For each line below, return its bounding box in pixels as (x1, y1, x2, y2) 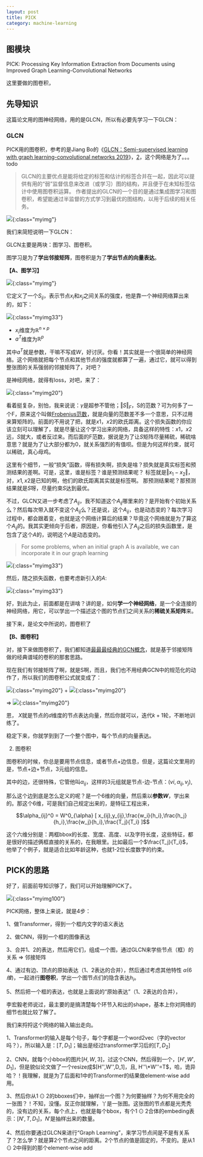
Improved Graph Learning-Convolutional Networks (6, 67, 132, 74)
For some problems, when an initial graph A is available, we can (21, 543, 179, 550)
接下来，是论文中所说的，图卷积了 (6, 620, 91, 627)
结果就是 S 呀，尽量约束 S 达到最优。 (6, 484, 92, 492)
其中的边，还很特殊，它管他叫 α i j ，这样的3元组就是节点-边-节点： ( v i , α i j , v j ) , (6, 778, 193, 787)
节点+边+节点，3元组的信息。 (16, 765, 91, 772)
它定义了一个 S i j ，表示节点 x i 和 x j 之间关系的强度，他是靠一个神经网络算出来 (6, 292, 189, 301)
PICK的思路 (6, 865, 50, 876)
